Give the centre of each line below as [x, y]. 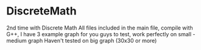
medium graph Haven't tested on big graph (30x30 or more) [82, 40]
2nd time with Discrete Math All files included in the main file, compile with [100, 28]
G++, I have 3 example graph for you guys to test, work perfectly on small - [101, 34]
